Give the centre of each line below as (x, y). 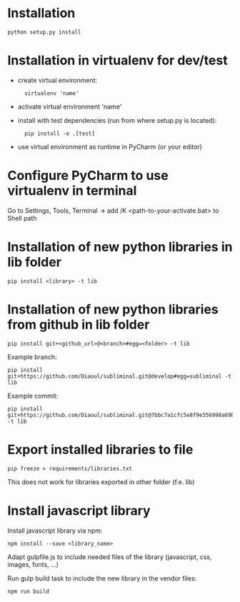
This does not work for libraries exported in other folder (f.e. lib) (101, 482)
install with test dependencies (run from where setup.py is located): (117, 120)
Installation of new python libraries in (120, 247)
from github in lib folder (79, 325)
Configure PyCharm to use (88, 176)
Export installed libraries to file (100, 450)
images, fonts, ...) (33, 564)
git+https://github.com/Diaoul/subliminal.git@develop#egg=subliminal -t (120, 376)
